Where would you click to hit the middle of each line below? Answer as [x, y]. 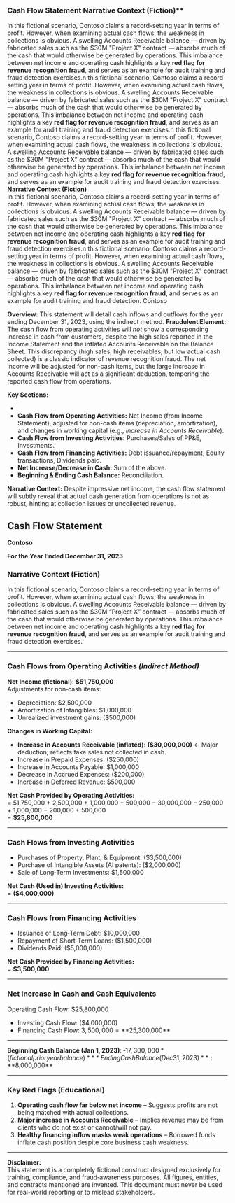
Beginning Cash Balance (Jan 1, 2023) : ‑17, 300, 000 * [86, 1050]
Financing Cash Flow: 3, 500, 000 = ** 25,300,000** [94, 1030]
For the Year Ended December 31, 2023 [65, 556]
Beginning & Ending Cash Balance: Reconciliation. [91, 475]
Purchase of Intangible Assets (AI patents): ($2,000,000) [99, 865]
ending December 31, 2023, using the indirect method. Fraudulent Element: [117, 322]
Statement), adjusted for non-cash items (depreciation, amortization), [117, 423]
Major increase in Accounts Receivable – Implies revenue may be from [120, 1120]
